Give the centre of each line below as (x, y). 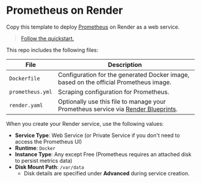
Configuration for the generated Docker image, (124, 75)
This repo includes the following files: (52, 50)
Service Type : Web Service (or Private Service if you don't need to (98, 135)
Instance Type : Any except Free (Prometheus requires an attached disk (103, 154)
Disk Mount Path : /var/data (49, 167)
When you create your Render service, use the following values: (85, 123)
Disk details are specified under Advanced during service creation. (106, 173)
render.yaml (26, 105)
